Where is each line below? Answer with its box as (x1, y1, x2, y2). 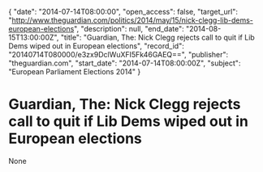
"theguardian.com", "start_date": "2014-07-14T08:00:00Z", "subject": (8, 58, 241, 68)
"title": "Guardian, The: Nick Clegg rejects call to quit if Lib (60, 32, 256, 42)
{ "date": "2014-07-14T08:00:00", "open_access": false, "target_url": (8, 7, 238, 16)
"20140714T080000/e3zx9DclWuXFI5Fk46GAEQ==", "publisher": (8, 50, 229, 59)
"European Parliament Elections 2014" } (8, 67, 141, 76)
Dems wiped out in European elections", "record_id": (8, 41, 184, 51)
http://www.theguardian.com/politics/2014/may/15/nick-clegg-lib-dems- (11, 15, 253, 25)
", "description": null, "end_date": (74, 24, 184, 33)
